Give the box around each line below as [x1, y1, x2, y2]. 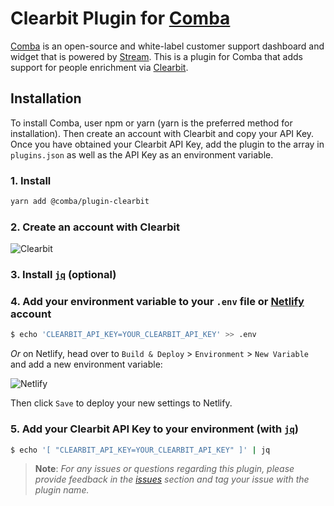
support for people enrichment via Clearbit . [10, 61, 189, 73]
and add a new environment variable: [10, 358, 163, 371]
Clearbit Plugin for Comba [10, 7, 231, 30]
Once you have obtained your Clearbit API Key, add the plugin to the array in [10, 138, 325, 150]
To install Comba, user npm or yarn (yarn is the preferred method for [10, 117, 293, 129]
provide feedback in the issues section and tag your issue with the [34, 473, 310, 486]
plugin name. [34, 484, 90, 496]
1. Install [10, 173, 52, 187]
